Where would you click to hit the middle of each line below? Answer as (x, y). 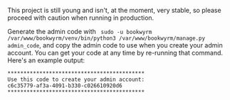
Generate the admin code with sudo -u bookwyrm (80, 32)
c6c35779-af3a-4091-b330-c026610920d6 (65, 86)
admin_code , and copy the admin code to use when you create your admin (115, 45)
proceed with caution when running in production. (81, 18)
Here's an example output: (46, 60)
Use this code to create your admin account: (76, 79)
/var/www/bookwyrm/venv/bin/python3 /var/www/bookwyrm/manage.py (106, 38)
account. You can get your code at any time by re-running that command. (115, 53)
